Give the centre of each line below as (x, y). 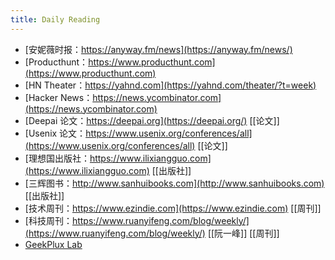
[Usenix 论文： (55, 133)
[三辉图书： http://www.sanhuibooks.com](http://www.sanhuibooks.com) (174, 183)
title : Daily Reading (55, 19)
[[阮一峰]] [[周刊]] (243, 233)
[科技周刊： (48, 220)
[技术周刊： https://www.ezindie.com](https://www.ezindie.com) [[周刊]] (173, 208)
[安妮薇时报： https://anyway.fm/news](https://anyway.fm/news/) (158, 49)
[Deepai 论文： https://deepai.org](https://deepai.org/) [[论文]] (152, 120)
